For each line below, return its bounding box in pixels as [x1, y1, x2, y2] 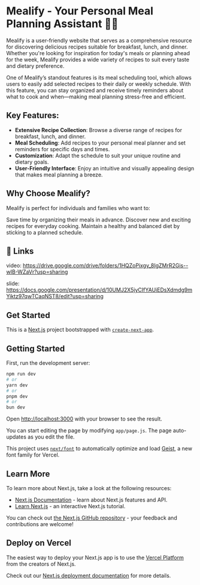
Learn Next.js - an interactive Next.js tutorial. [14, 502, 126, 509]
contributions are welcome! [6, 520, 74, 527]
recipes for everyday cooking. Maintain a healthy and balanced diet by [6, 222, 180, 229]
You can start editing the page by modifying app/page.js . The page [6, 427, 172, 434]
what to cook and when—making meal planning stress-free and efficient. [6, 93, 186, 100]
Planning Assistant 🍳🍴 [6, 17, 119, 31]
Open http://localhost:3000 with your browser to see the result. [6, 415, 163, 422]
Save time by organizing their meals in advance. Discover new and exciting [6, 216, 191, 223]
